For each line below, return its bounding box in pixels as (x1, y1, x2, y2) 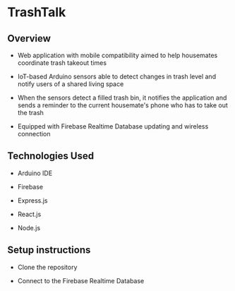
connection (17, 130, 51, 138)
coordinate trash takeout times (17, 59, 107, 67)
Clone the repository (17, 263, 78, 271)
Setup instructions (7, 244, 91, 256)
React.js (17, 210, 42, 218)
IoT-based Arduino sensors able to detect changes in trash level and (17, 72, 217, 81)
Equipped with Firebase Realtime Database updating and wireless (17, 122, 209, 131)
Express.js (17, 196, 48, 205)
